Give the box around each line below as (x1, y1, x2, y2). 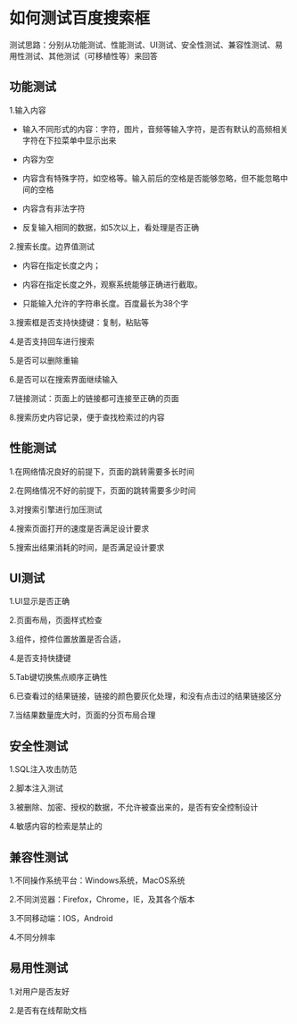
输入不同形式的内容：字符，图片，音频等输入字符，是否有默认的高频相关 (21, 123, 288, 134)
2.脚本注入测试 (9, 783, 64, 793)
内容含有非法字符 (21, 203, 86, 214)
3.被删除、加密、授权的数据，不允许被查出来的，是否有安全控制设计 (9, 802, 259, 813)
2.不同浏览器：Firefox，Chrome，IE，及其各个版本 (9, 894, 195, 904)
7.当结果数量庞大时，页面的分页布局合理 (9, 709, 156, 720)
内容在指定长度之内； (21, 260, 101, 271)
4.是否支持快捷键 (9, 653, 71, 664)
